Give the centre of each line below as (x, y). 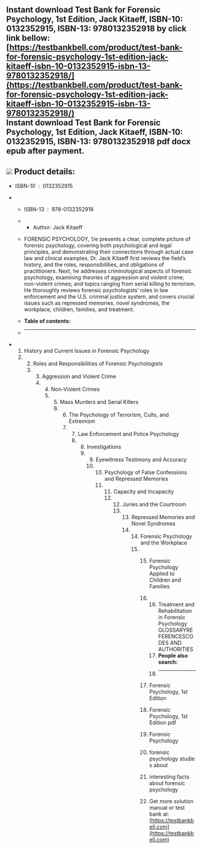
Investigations (104, 447)
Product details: (44, 171)
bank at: (159, 814)
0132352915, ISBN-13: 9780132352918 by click (96, 29)
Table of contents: (47, 321)
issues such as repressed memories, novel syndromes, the (97, 303)
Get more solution (171, 801)
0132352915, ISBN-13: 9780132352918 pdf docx (99, 142)
